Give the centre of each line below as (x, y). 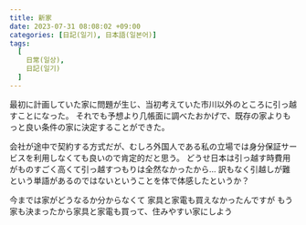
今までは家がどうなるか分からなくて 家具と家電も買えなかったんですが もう (152, 199)
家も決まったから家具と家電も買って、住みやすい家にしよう (121, 211)
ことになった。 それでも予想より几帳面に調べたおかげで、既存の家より (150, 116)
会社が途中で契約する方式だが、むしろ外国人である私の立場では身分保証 (145, 146)
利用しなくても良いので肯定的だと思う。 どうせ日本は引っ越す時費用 (162, 158)
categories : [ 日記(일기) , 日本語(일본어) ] (83, 35)
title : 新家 (31, 18)
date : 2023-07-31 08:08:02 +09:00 (75, 26)
